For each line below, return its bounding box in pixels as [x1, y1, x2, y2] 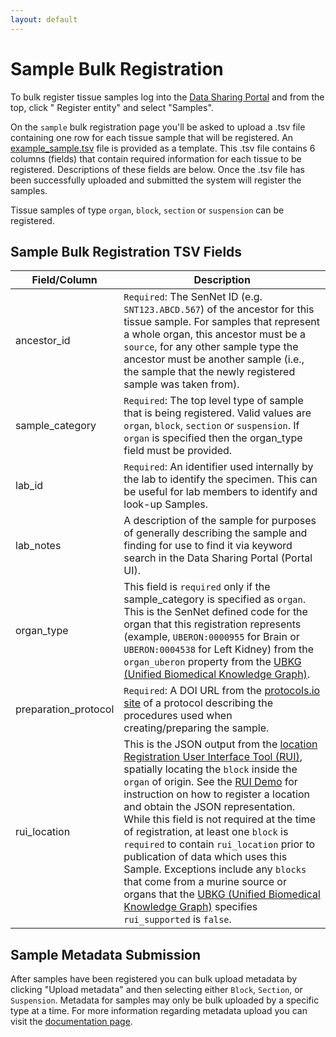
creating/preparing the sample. [123, 721, 270, 735]
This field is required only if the [123, 580, 271, 594]
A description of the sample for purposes [123, 514, 317, 528]
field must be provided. [123, 444, 233, 458]
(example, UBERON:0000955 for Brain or [123, 630, 300, 644]
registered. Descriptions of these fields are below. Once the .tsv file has [10, 163, 305, 175]
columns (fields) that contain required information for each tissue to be [10, 152, 302, 165]
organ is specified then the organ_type [123, 431, 303, 445]
